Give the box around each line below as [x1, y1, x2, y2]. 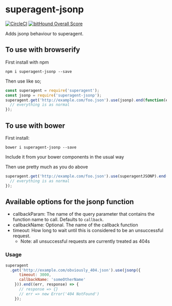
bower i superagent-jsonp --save [5, 145, 77, 150]
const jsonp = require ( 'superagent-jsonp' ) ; [5, 92, 102, 98]
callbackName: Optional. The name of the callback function [12, 222, 138, 228]
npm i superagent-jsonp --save [5, 69, 72, 74]
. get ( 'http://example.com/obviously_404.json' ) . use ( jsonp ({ [10, 267, 141, 273]
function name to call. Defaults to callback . [12, 217, 104, 223]
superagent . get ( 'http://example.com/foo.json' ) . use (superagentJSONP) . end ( [5, 174, 168, 179]
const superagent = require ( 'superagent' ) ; [5, 88, 100, 93]
